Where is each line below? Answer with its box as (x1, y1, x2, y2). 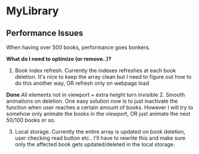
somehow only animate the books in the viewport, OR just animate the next (6, 110, 191, 117)
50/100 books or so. (6, 116, 56, 124)
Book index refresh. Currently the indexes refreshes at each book (14, 67, 176, 74)
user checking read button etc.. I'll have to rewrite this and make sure (14, 134, 186, 141)
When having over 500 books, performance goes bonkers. (6, 44, 151, 51)
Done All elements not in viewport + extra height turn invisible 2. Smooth (6, 91, 185, 98)
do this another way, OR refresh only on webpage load (14, 79, 149, 87)
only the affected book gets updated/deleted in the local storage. (14, 141, 175, 147)
